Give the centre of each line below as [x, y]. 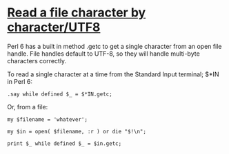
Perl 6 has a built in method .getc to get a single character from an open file [114, 46]
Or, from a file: [28, 107]
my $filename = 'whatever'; [48, 119]
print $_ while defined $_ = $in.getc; [64, 143]
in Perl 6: [20, 81]
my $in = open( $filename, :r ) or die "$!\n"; [77, 131]
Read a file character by [77, 13]
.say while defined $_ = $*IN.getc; [60, 94]
